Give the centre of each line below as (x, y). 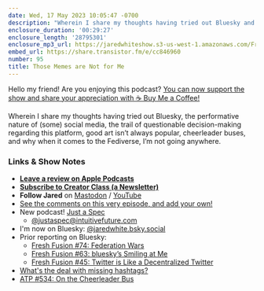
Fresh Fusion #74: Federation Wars (88, 245)
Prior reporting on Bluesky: (63, 238)
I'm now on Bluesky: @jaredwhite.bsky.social (92, 229)
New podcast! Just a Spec (62, 212)
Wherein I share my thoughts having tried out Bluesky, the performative (124, 116)
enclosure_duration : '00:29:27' (61, 30)
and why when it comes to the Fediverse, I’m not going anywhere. (115, 141)
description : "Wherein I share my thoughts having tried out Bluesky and (132, 23)
